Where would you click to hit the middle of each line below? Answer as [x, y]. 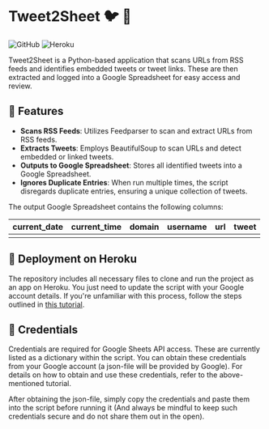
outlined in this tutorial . [47, 304]
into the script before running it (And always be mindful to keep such [123, 408]
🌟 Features [36, 111]
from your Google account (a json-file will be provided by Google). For [126, 367]
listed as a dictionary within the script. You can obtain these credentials [128, 358]
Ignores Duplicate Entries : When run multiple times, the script [124, 182]
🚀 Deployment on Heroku [73, 259]
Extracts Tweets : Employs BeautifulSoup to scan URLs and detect [130, 148]
